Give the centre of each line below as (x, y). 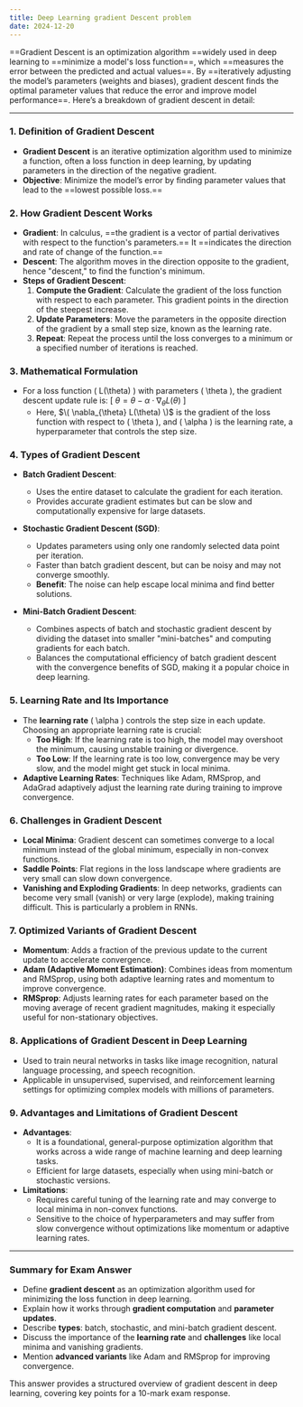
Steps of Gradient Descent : (74, 281)
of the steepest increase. (82, 310)
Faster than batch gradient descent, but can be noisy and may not (158, 565)
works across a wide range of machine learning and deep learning (159, 1151)
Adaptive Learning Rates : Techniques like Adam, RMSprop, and (142, 778)
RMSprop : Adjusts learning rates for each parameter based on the (145, 998)
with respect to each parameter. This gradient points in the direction (162, 300)
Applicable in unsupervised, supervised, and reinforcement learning (148, 1079)
